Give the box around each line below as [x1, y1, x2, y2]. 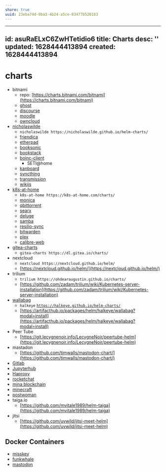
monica [19, 197, 35, 203]
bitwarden [19, 228, 41, 234]
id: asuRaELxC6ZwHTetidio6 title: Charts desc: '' [5, 35, 159, 43]
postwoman [12, 392, 37, 398]
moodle [19, 112, 36, 119]
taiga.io [12, 397, 28, 403]
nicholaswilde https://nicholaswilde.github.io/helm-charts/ [19, 129, 148, 134]
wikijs [19, 181, 32, 187]
